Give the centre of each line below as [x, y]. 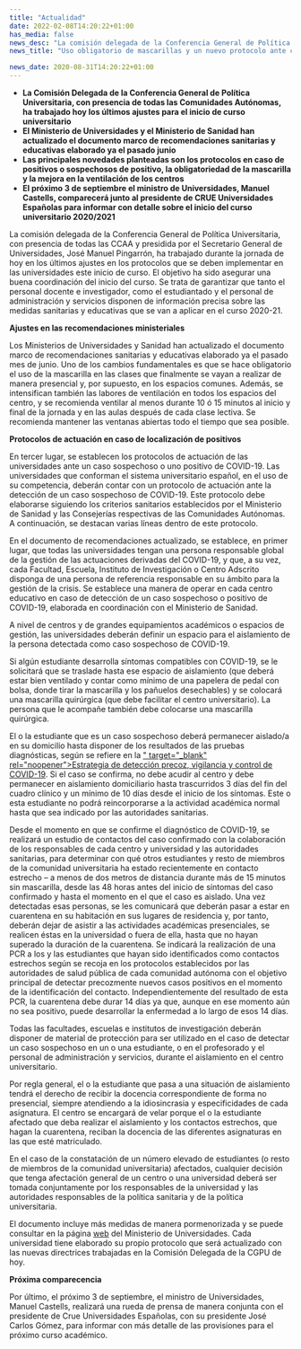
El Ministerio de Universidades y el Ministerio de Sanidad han [138, 131]
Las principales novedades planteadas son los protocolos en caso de [153, 159]
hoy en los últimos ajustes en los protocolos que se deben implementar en [146, 263]
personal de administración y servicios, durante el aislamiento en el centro [146, 1057]
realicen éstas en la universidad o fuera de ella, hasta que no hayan [133, 935]
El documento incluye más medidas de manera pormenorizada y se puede [146, 1224]
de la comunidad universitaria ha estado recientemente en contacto [134, 868]
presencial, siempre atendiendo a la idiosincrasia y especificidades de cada [149, 1103]
